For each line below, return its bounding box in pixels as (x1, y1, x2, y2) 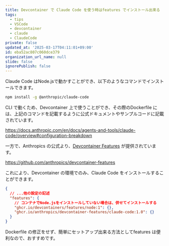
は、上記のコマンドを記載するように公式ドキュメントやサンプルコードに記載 (5, 111, 164, 117)
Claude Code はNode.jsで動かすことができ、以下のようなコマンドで (5, 78, 147, 84)
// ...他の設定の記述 (10, 190, 50, 196)
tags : (5, 12, 17, 17)
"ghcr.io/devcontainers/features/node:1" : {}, (14, 205, 114, 210)
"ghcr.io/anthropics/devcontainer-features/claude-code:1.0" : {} (14, 210, 155, 215)
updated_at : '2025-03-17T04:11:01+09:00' (5, 45, 94, 50)
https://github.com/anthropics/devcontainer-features (5, 160, 116, 165)
